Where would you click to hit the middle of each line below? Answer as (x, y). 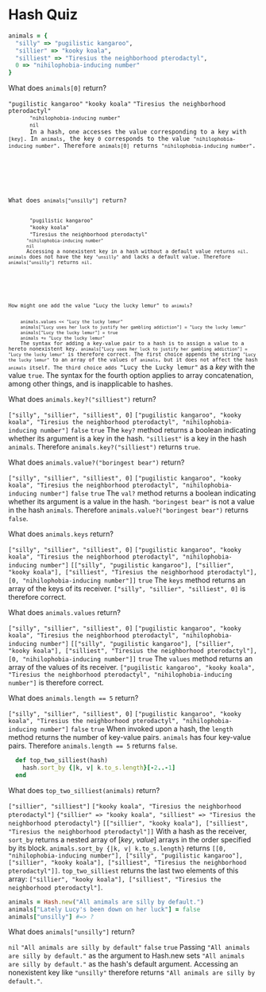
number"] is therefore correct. (56, 683)
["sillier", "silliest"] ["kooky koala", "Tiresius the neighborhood (125, 806)
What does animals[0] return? (58, 88)
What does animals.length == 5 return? (73, 698)
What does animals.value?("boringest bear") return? (96, 462)
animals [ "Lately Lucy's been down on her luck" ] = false (104, 909)
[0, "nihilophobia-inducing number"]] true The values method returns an (131, 659)
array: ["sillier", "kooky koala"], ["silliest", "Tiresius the (115, 879)
